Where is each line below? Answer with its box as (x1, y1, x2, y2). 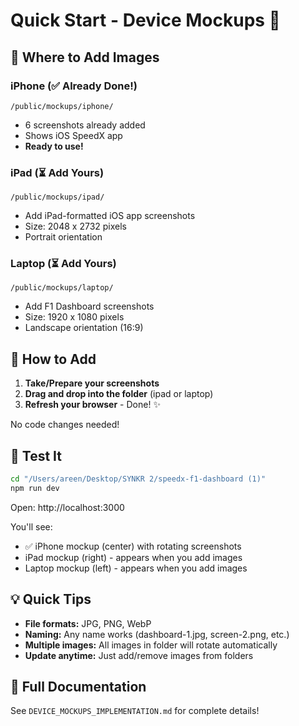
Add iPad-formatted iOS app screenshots (24, 210, 196, 222)
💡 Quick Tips (10, 591, 92, 608)
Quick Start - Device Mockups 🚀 (10, 9, 281, 32)
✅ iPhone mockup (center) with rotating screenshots (24, 540, 242, 552)
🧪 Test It (10, 447, 62, 464)
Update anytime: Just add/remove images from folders (24, 649, 254, 661)
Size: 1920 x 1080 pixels (24, 311, 125, 323)
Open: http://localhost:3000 (10, 501, 125, 513)
